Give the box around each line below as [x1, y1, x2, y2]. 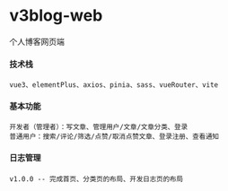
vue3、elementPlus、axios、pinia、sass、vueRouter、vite [9, 81, 219, 90]
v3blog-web [9, 5, 103, 26]
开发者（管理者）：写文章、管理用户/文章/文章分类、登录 [9, 123, 189, 132]
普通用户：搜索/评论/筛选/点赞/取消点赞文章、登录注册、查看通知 [9, 132, 220, 142]
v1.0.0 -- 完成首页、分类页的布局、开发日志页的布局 [9, 174, 184, 184]
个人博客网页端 [9, 36, 65, 47]
